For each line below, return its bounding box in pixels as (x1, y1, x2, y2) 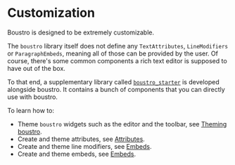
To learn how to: (7, 106, 55, 114)
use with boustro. (7, 93, 58, 101)
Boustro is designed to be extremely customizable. (7, 28, 155, 37)
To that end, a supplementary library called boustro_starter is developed (7, 77, 220, 86)
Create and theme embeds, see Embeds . (17, 150, 136, 158)
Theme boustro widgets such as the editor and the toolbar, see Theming (17, 119, 227, 128)
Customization (7, 5, 95, 21)
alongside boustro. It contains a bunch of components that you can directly (7, 85, 225, 93)
